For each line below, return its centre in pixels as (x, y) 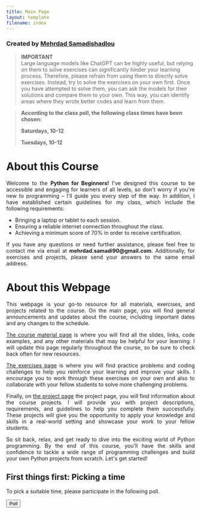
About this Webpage (58, 287)
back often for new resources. (43, 354)
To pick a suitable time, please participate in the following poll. (83, 491)
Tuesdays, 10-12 (42, 142)
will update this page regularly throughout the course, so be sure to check (100, 347)
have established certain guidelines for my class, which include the (100, 202)
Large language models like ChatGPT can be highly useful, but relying (107, 63)
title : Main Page (28, 12)
